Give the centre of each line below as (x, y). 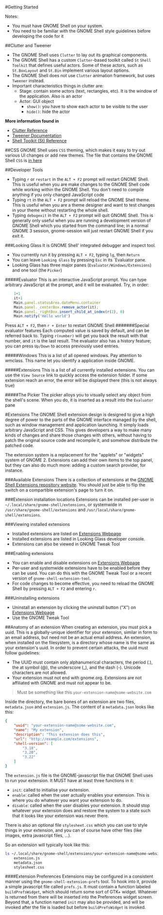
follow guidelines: (23, 653)
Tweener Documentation (37, 136)
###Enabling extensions (29, 554)
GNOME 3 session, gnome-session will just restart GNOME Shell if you (82, 231)
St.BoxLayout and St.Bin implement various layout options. (71, 70)
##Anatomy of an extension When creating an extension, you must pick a (78, 627)
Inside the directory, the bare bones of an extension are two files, (70, 702)
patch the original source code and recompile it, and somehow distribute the (81, 441)
